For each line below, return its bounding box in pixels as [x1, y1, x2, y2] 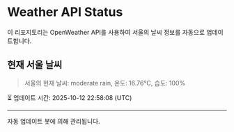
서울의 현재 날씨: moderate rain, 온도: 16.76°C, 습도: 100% [24, 79, 186, 87]
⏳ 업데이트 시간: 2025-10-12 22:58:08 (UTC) [7, 93, 132, 101]
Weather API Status [7, 4, 123, 20]
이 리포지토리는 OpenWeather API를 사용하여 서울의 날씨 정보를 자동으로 [7, 28, 205, 36]
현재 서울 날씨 [7, 59, 63, 71]
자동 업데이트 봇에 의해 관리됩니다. [7, 117, 100, 125]
